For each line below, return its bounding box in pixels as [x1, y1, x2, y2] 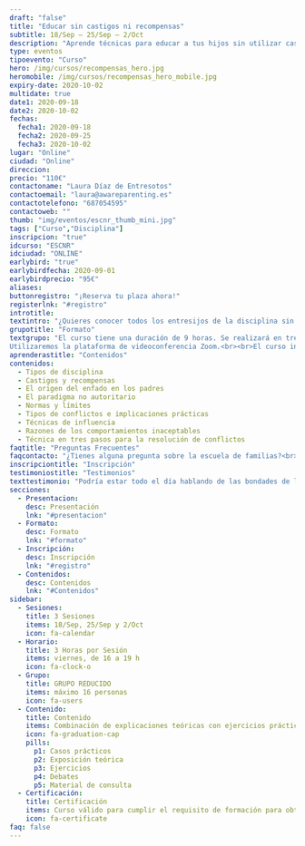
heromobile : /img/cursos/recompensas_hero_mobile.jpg [9, 73, 218, 82]
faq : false [9, 822, 51, 831]
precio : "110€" [9, 173, 67, 182]
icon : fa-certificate [25, 814, 107, 823]
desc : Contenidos [25, 578, 92, 588]
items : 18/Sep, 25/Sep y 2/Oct [25, 620, 144, 629]
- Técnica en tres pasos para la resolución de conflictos [17, 434, 246, 444]
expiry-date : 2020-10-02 [9, 81, 103, 90]
